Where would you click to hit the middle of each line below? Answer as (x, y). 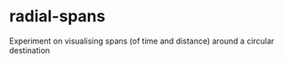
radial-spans (57, 16)
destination (30, 50)
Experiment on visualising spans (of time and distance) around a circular (142, 41)
